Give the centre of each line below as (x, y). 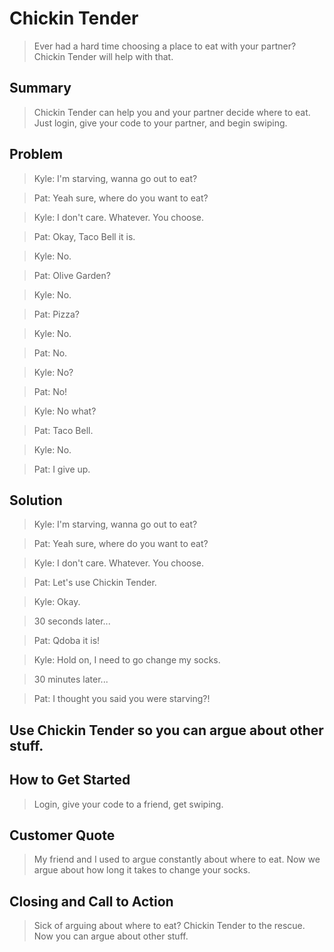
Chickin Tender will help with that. (103, 56)
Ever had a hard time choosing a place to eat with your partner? (165, 46)
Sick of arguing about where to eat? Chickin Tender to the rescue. (169, 926)
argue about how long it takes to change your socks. (142, 870)
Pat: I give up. (62, 469)
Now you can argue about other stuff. (111, 936)
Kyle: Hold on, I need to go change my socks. (127, 660)
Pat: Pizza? (56, 314)
